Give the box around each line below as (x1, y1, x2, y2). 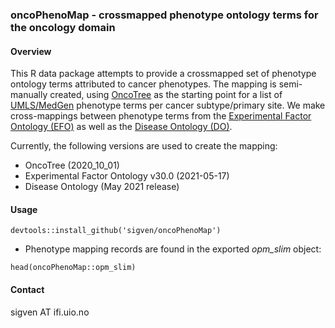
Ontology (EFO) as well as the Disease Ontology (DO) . (10, 121, 233, 133)
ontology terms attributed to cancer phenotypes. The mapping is (10, 78, 277, 90)
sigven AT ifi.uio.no (10, 306, 90, 318)
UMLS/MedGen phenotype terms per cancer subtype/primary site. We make (10, 99, 326, 112)
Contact (10, 283, 45, 295)
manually (10, 89, 48, 101)
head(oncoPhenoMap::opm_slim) (10, 263, 137, 273)
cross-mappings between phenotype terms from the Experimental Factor (10, 110, 312, 122)
